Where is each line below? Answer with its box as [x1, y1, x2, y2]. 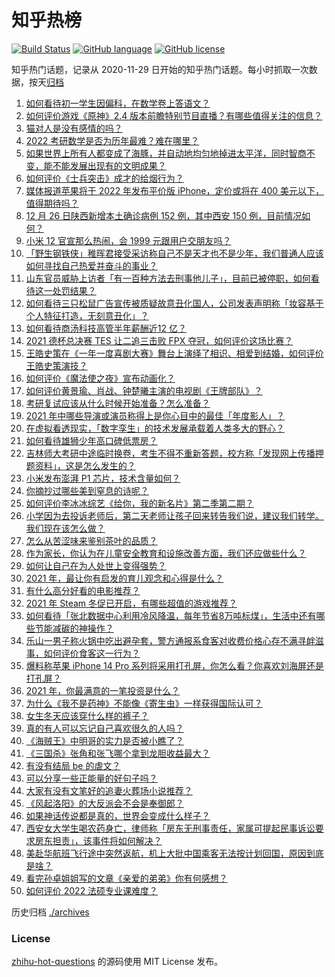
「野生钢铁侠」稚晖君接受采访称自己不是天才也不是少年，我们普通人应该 [25, 247, 324, 259]
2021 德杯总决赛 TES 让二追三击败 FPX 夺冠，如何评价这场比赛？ [25, 334, 294, 346]
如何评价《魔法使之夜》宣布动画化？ [25, 372, 176, 384]
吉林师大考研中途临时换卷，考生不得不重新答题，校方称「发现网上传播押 [25, 447, 324, 459]
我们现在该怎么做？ [25, 522, 106, 534]
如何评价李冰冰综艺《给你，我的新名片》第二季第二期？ [25, 497, 254, 509]
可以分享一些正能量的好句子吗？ [25, 772, 158, 784]
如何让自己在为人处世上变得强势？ [25, 559, 167, 571]
